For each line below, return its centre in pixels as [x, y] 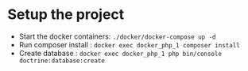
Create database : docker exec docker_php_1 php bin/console [120, 53]
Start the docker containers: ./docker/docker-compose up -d [117, 36]
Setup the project [66, 15]
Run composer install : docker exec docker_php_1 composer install [129, 44]
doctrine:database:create [62, 61]
